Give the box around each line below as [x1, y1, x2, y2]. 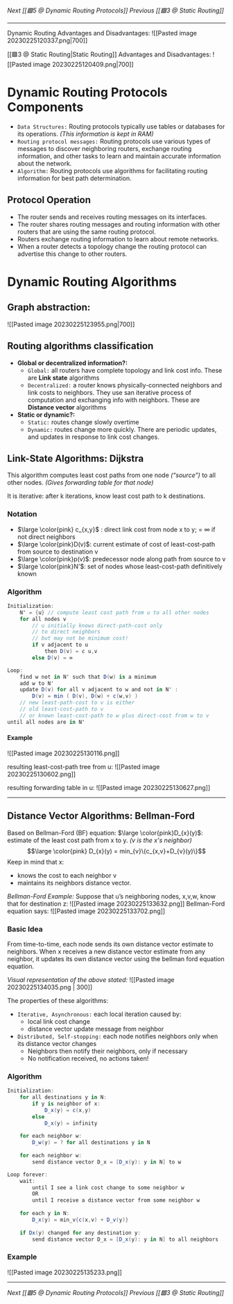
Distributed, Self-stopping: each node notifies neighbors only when [17, 1032, 218, 1040]
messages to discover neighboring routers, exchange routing [17, 144, 192, 152]
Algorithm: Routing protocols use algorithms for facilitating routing [17, 166, 208, 175]
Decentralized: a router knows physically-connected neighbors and [27, 380, 223, 389]
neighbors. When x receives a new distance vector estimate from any [7, 947, 206, 956]
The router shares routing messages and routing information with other [17, 220, 221, 228]
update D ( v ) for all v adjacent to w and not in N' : [19, 686, 178, 693]
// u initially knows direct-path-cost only [32, 622, 163, 629]
